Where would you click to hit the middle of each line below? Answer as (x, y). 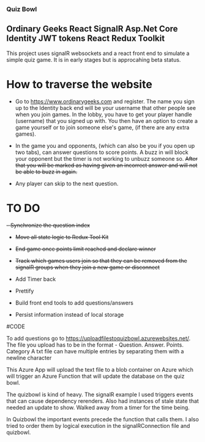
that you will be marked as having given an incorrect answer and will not (106, 165)
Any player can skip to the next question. (67, 183)
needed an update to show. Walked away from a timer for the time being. (98, 407)
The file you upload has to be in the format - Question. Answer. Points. (95, 345)
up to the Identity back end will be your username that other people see (106, 108)
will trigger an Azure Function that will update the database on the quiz (95, 376)
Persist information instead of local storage (69, 314)
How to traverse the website (80, 84)
